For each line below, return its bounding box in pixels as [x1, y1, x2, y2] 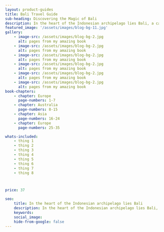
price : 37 [5, 188, 25, 193]
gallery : [5, 30, 23, 35]
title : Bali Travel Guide [5, 12, 58, 17]
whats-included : [5, 134, 38, 139]
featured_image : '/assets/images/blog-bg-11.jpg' [5, 25, 108, 30]
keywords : [14, 210, 34, 215]
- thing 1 [14, 139, 34, 144]
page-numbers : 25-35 [18, 125, 60, 130]
